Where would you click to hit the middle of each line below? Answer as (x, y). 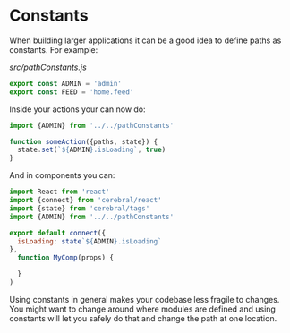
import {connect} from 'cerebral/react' (86, 201)
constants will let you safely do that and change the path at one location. (143, 318)
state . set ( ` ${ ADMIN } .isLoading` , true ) (92, 150)
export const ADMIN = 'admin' (66, 83)
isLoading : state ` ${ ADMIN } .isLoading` (90, 241)
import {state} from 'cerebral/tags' (80, 208)
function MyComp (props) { (66, 258)
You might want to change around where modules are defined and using (142, 309)
